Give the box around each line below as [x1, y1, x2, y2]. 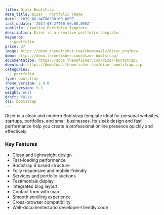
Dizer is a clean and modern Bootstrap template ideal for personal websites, [5, 113, 160, 119]
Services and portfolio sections [12, 173, 76, 179]
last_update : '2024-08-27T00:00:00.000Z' [5, 21, 92, 26]
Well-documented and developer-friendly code [12, 205, 109, 211]
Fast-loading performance [12, 157, 66, 163]
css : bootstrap [5, 99, 37, 104]
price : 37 [5, 44, 26, 49]
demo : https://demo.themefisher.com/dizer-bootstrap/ [5, 53, 119, 58]
